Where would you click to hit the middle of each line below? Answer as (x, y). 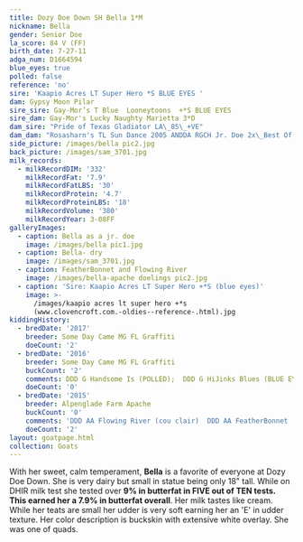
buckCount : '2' (54, 370)
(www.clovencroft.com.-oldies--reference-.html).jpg (134, 312)
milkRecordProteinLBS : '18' (78, 203)
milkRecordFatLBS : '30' (70, 186)
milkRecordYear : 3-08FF (70, 219)
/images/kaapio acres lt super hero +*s (110, 304)
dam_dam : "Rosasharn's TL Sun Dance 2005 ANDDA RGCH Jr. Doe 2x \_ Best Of (151, 135)
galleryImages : (38, 228)
